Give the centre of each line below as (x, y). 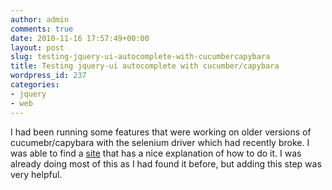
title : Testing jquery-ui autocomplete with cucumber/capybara (145, 66)
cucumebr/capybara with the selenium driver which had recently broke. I (160, 142)
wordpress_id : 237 (48, 76)
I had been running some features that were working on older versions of (161, 132)
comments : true (42, 29)
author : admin (40, 19)
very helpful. (36, 174)
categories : (35, 85)
